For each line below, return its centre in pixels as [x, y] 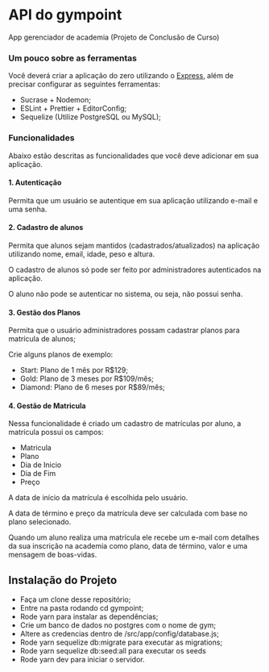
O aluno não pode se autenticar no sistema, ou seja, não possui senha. [126, 294]
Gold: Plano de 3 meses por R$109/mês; [87, 379]
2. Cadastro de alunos [46, 227]
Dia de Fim [38, 474]
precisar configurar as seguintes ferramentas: [85, 84]
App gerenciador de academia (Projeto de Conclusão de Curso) [114, 37]
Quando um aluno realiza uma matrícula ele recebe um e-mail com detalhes [134, 537]
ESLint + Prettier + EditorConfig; [73, 109]
